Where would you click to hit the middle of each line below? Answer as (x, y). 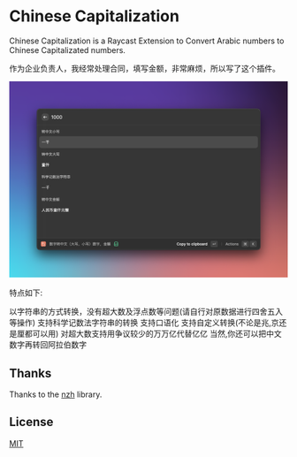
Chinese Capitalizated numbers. (68, 50)
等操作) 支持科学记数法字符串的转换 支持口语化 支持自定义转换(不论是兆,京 (145, 323)
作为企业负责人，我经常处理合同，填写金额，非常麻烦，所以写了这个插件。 (145, 68)
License (31, 422)
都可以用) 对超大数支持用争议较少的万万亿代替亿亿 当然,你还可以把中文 (153, 334)
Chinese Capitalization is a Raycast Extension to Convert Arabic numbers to (147, 41)
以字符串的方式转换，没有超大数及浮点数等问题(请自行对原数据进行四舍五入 (146, 312)
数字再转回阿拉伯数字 (48, 345)
